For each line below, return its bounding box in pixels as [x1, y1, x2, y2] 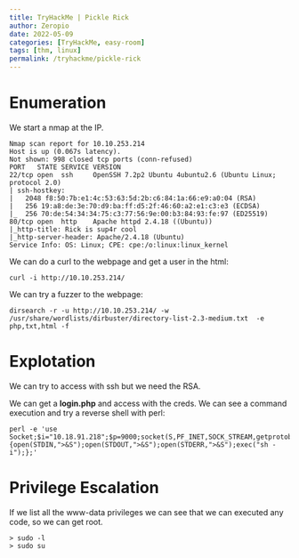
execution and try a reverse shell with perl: [9, 407, 166, 418]
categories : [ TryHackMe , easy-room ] [9, 37, 145, 47]
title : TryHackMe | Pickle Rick [9, 12, 129, 22]
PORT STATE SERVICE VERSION [9, 162, 122, 172]
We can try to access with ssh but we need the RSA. [9, 380, 201, 392]
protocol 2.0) [9, 178, 62, 187]
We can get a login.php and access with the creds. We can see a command [9, 398, 287, 408]
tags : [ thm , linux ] [9, 46, 82, 55]
